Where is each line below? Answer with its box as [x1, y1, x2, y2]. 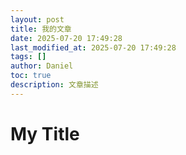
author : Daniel [10, 61, 74, 71]
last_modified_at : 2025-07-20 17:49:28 [10, 42, 177, 53]
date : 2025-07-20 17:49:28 [10, 33, 123, 43]
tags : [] [10, 52, 47, 62]
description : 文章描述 [10, 80, 99, 90]
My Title [10, 122, 80, 145]
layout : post [10, 14, 65, 25]
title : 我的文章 [10, 24, 72, 34]
